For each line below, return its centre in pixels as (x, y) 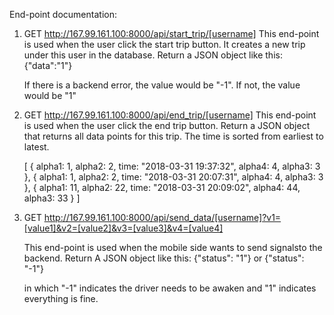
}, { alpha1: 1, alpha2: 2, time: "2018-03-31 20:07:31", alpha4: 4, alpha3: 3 (173, 177)
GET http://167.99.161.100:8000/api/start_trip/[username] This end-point (171, 33)
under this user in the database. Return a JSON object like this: (153, 55)
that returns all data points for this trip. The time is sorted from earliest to (173, 136)
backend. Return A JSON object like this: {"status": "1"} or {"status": (164, 258)
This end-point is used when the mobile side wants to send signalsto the (173, 247)
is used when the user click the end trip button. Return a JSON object (167, 125)
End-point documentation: (63, 14)
